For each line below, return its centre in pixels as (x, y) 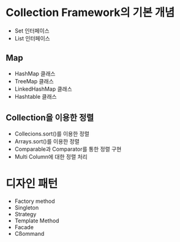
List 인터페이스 (32, 38)
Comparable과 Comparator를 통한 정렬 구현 (68, 149)
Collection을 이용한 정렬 (50, 118)
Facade (24, 227)
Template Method (37, 221)
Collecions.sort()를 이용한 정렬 (52, 134)
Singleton (27, 207)
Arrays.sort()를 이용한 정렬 (47, 141)
